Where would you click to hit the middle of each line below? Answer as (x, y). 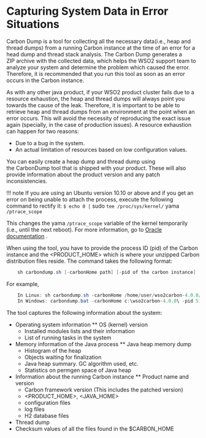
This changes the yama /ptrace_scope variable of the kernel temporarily (97, 223)
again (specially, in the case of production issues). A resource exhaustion (99, 124)
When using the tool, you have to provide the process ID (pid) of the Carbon (102, 248)
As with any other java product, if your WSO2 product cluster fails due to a (100, 92)
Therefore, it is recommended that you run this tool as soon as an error (96, 74)
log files (34, 409)
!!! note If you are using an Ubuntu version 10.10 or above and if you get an (100, 193)
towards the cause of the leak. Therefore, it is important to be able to (93, 105)
